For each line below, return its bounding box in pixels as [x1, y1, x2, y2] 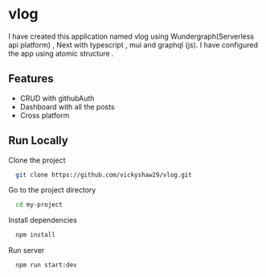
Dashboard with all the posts [19, 101, 115, 111]
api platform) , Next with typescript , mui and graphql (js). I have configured [8, 39, 259, 49]
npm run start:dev [15, 261, 78, 270]
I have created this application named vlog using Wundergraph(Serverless [8, 31, 255, 41]
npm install [15, 231, 56, 239]
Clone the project [8, 155, 66, 165]
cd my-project [15, 201, 63, 209]
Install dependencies [8, 215, 78, 225]
